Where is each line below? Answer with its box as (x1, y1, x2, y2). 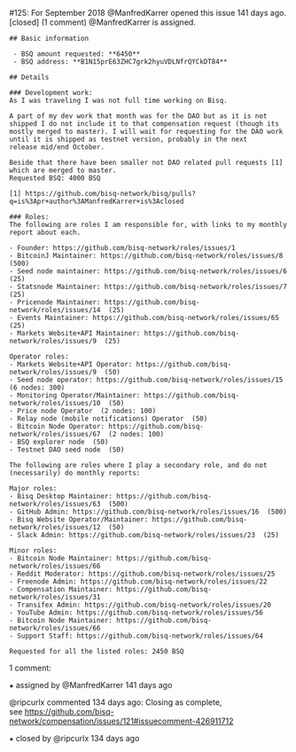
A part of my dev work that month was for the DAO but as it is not (9, 112, 268, 121)
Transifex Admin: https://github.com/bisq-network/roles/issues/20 (17, 600, 272, 609)
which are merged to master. (9, 166, 117, 175)
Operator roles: (9, 352, 69, 361)
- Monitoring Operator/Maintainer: (9, 391, 141, 400)
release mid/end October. (9, 143, 105, 152)
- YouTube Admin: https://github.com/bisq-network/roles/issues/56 (9, 608, 264, 617)
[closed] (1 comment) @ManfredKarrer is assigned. (9, 17, 197, 27)
